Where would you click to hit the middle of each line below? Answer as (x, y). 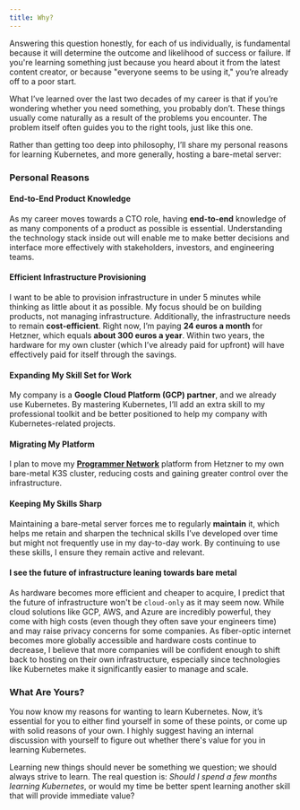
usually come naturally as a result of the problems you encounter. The (138, 118)
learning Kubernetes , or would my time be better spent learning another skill (150, 787)
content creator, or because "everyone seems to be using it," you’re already (149, 72)
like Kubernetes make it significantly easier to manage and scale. (129, 668)
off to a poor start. (43, 81)
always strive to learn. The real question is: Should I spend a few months (143, 777)
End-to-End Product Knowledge (70, 199)
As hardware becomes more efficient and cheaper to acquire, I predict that (147, 592)
